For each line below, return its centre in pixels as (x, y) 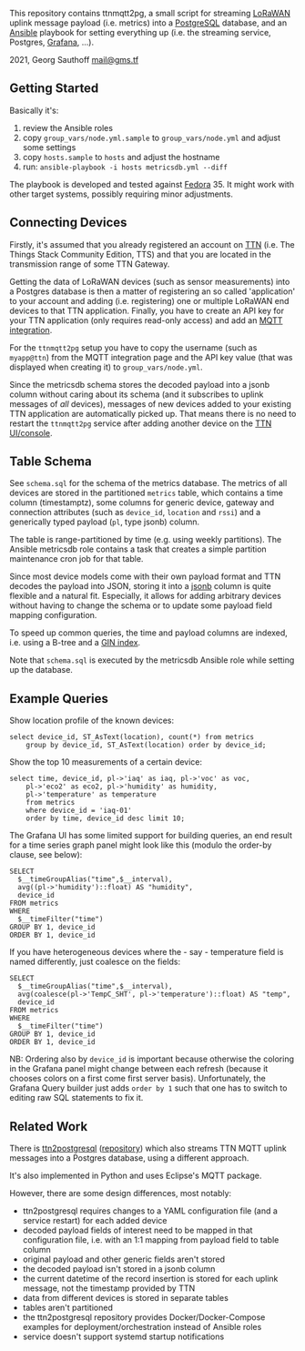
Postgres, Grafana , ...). (52, 42)
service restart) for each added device (95, 1221)
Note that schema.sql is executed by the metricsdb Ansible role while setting (152, 660)
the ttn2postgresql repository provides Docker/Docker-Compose (144, 1317)
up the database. (41, 670)
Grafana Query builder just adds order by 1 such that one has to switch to (148, 1088)
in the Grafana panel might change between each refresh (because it (139, 1069)
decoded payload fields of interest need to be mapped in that (137, 1230)
